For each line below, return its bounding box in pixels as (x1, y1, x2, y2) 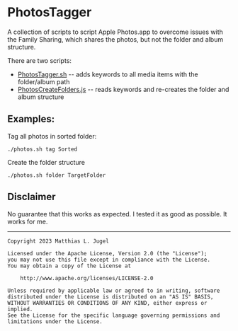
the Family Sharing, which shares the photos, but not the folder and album (7, 35, 224, 43)
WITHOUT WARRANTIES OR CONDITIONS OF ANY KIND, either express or (7, 299, 208, 306)
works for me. (7, 217, 48, 226)
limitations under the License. (7, 318, 103, 325)
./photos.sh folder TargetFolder (7, 171, 106, 179)
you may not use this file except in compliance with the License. (7, 256, 211, 263)
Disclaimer (7, 191, 56, 203)
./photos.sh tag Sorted (7, 146, 78, 153)
